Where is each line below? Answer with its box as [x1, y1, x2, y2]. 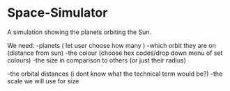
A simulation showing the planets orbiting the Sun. [7, 28, 152, 36]
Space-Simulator [7, 5, 108, 21]
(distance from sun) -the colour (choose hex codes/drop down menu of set [7, 49, 223, 57]
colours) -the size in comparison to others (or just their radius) [7, 56, 186, 64]
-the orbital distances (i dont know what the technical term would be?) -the [7, 69, 223, 78]
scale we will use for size [7, 76, 79, 85]
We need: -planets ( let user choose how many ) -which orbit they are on [7, 41, 216, 49]
